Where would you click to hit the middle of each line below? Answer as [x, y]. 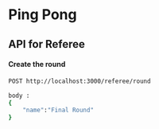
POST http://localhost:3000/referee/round [79, 81]
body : [19, 96]
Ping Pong [43, 15]
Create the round [37, 64]
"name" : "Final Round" [58, 110]
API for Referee [47, 44]
